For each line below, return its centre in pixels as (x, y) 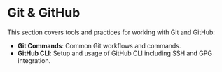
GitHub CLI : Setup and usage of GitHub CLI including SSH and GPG (115, 53)
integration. (34, 60)
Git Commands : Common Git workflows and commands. (99, 45)
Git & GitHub (44, 13)
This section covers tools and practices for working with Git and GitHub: (111, 32)
